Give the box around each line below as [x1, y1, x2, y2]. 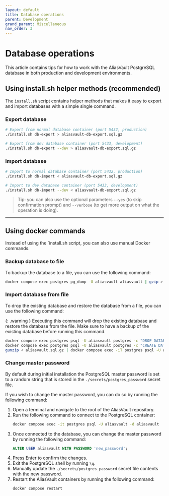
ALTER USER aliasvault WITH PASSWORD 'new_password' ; [12, 446, 128, 451]
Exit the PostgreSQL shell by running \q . [12, 460, 96, 466]
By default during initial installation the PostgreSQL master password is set [5, 371, 160, 377]
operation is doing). [17, 207, 58, 213]
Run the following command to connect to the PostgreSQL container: [12, 412, 155, 418]
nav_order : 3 [5, 26, 33, 31]
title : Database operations [5, 12, 64, 17]
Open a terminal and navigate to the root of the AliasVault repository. [12, 406, 155, 412]
